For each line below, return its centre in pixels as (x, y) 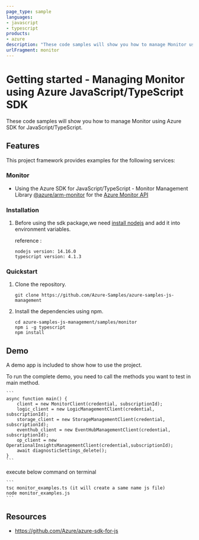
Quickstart (22, 272)
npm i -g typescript (40, 327)
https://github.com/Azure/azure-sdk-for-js (66, 531)
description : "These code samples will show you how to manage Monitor (96, 45)
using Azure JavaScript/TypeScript (95, 92)
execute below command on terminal (51, 472)
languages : (20, 17)
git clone (27, 295)
